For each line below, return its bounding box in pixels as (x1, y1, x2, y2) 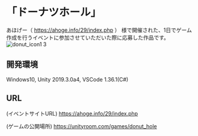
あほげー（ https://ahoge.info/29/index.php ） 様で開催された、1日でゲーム (6, 26, 193, 34)
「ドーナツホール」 (6, 5, 102, 19)
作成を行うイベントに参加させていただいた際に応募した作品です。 (6, 34, 170, 41)
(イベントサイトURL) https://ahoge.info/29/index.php (6, 110, 138, 117)
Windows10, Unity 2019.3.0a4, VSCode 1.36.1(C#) (6, 75, 129, 83)
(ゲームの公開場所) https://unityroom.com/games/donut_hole (6, 122, 158, 129)
